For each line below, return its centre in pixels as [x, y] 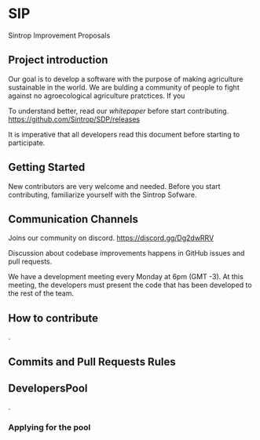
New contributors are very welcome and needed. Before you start [115, 186]
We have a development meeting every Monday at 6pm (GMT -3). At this [126, 277]
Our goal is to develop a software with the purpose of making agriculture [126, 78]
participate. [27, 143]
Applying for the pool [49, 427]
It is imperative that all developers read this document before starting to [124, 134]
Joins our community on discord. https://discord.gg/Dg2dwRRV [111, 238]
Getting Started [47, 167]
